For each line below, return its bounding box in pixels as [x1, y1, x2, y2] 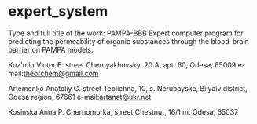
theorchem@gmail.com [23, 68, 99, 78]
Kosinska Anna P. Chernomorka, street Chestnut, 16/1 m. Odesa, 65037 [8, 107, 239, 116]
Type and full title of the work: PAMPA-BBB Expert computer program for [8, 28, 244, 38]
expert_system [8, 2, 108, 20]
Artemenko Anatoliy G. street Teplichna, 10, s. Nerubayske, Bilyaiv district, [8, 83, 248, 93]
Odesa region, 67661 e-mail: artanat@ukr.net [8, 92, 152, 101]
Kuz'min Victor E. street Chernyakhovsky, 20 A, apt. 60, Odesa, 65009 [8, 60, 237, 69]
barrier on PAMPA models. [8, 45, 94, 54]
